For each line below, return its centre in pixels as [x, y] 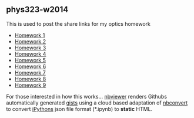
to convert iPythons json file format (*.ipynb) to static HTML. [79, 109]
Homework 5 [30, 60]
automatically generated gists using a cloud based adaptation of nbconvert [97, 103]
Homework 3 [30, 48]
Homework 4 [30, 54]
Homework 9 [30, 85]
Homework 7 [30, 72]
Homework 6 [30, 66]
